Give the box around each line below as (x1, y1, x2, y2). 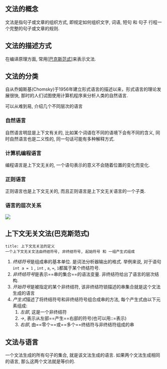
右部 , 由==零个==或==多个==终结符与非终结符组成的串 (20, 322, 134, 328)
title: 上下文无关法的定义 (5, 244, 55, 249)
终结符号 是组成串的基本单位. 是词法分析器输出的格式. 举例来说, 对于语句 (12, 259, 161, 265)
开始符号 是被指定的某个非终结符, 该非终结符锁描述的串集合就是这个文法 (12, 284, 161, 290)
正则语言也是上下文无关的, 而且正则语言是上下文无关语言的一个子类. (5, 188, 146, 194)
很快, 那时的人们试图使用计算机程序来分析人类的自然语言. (9, 93, 128, 99)
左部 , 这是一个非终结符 (20, 309, 67, 315)
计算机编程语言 (5, 150, 42, 157)
